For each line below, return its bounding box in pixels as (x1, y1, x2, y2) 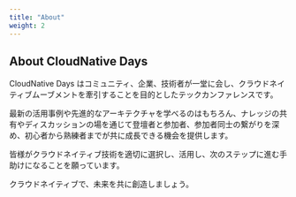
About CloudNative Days (9, 54, 148, 69)
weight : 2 (9, 21, 46, 30)
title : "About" (9, 12, 65, 22)
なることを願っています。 (32, 160, 125, 170)
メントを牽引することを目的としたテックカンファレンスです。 (54, 89, 278, 100)
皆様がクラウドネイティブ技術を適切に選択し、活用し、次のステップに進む (9, 149, 280, 160)
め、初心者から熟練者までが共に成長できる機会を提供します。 (9, 130, 233, 141)
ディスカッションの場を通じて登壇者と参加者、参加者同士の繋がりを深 (24, 119, 280, 130)
